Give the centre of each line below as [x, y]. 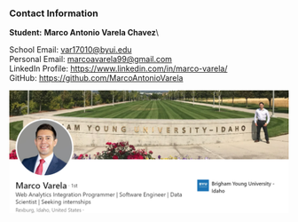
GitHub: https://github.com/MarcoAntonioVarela [96, 78]
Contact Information [54, 13]
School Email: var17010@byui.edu [71, 50]
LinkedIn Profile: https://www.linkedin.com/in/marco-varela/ [118, 68]
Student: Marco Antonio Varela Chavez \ [84, 33]
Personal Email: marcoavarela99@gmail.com [91, 59]
